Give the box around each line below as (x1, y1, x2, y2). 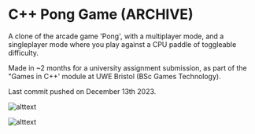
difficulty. (8, 48, 39, 57)
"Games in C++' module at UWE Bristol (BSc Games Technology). (8, 71, 222, 81)
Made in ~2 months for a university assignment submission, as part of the (8, 63, 247, 72)
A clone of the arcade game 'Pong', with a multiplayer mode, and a (8, 31, 224, 41)
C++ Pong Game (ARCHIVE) (8, 5, 194, 24)
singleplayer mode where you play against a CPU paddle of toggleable (8, 39, 237, 49)
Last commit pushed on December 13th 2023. (8, 86, 157, 96)
